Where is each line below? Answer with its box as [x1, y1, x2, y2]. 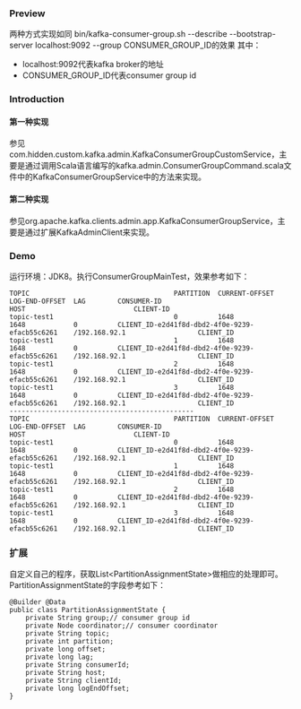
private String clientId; [25, 676, 123, 686]
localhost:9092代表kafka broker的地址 [21, 59, 164, 70]
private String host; [25, 669, 106, 678]
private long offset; [25, 644, 106, 654]
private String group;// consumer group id [25, 613, 191, 623]
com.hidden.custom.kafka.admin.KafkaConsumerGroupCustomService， [9, 149, 279, 160]
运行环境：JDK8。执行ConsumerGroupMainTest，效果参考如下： [9, 271, 250, 281]
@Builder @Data [9, 598, 66, 607]
